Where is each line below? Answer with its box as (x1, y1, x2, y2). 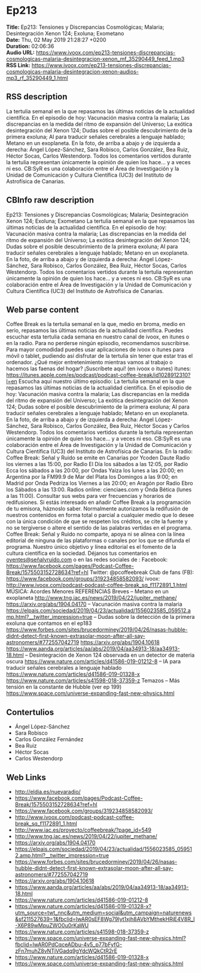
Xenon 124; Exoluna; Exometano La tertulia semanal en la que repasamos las (6, 217, 195, 225)
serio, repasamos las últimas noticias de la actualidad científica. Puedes (6, 327, 184, 334)
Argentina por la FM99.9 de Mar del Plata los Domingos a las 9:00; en (6, 473, 178, 481)
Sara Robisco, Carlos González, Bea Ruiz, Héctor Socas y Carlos (31, 422, 190, 430)
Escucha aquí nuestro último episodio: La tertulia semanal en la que (19, 378, 185, 385)
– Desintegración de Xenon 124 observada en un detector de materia (25, 651, 195, 659)
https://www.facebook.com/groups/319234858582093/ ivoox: (6, 575, 160, 582)
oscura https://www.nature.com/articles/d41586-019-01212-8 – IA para (6, 658, 181, 665)
